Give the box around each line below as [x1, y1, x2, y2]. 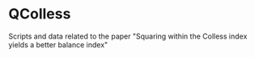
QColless [8, 5, 71, 23]
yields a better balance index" [8, 39, 108, 49]
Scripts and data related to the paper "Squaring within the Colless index [8, 31, 248, 41]
